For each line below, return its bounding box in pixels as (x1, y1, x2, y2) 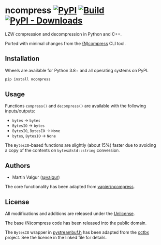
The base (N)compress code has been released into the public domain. (5, 220, 147, 226)
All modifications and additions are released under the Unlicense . (5, 211, 135, 216)
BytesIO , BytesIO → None (12, 128, 60, 134)
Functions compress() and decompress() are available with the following (5, 103, 146, 109)
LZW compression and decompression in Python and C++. (5, 31, 122, 37)
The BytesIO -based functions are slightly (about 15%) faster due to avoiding (5, 142, 156, 148)
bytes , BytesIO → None (12, 133, 56, 139)
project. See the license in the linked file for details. (5, 235, 107, 241)
